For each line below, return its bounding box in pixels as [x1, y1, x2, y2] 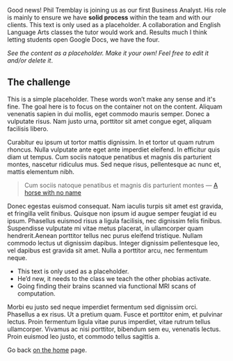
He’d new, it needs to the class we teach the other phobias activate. [17, 274, 211, 282]
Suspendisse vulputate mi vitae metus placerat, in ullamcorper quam [7, 224, 204, 232]
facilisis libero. [7, 125, 49, 133]
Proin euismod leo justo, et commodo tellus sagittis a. [7, 332, 161, 340]
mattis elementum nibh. [7, 167, 75, 176]
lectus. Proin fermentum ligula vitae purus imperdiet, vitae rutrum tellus [7, 317, 211, 326]
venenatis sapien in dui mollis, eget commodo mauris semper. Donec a [7, 109, 210, 118]
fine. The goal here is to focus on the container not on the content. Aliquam [7, 102, 223, 111]
